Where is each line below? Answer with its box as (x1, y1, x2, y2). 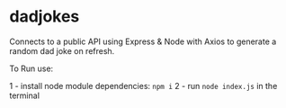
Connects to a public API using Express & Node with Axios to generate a (9, 36, 277, 47)
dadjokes (9, 6, 80, 27)
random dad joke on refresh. (9, 45, 115, 56)
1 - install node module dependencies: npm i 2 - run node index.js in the (9, 80, 278, 91)
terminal (9, 90, 40, 101)
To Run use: (9, 63, 54, 74)
